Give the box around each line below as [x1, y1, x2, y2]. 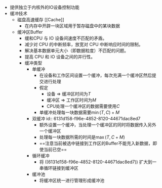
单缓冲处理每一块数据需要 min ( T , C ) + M [39, 109, 120, 115]
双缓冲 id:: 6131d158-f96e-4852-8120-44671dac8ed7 [32, 116, 141, 121]
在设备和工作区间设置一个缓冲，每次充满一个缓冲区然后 [39, 72, 152, 78]
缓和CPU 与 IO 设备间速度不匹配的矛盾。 [24, 35, 107, 41]
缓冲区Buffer [17, 29, 43, 35]
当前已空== [43, 146, 67, 152]
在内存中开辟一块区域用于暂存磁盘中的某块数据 [24, 23, 120, 29]
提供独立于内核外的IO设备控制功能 [9, 4, 80, 10]
